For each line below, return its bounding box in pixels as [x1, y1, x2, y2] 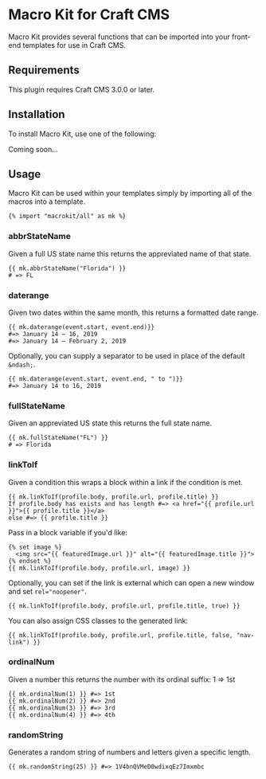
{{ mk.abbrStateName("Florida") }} [8, 264, 127, 272]
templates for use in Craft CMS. [22, 40, 126, 49]
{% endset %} [8, 557, 52, 565]
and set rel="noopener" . [8, 586, 87, 596]
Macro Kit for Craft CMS [8, 6, 170, 24]
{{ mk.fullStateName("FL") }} [8, 434, 109, 442]
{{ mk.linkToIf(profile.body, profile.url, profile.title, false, [8, 631, 233, 639]
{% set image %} [8, 543, 62, 551]
